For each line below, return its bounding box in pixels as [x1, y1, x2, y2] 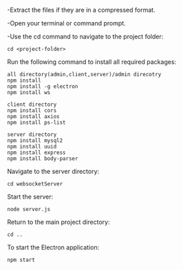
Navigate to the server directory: [7, 168, 100, 175]
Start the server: [7, 192, 54, 201]
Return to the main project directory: [7, 218, 110, 226]
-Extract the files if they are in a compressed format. [7, 6, 156, 14]
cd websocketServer [7, 181, 63, 188]
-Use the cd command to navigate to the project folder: [7, 32, 164, 41]
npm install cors [7, 107, 57, 114]
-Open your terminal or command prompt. [7, 19, 126, 27]
